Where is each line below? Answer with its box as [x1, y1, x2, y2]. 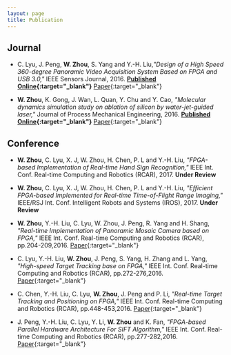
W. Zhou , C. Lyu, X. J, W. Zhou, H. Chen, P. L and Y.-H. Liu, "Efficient [17, 184, 213, 192]
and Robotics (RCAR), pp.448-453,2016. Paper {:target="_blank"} [17, 305, 202, 313]
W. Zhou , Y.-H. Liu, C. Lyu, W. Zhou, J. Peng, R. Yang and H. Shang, [17, 219, 210, 227]
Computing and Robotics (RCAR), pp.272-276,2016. [17, 270, 164, 278]
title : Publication [7, 17, 63, 23]
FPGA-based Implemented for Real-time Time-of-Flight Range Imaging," [17, 191, 223, 200]
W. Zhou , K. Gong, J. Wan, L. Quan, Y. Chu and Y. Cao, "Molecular [17, 96, 206, 104]
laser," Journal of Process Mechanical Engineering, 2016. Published [17, 110, 211, 119]
